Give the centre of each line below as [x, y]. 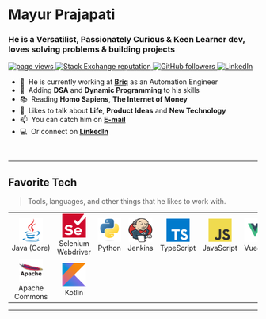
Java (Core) [31, 248]
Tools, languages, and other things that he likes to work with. [127, 202]
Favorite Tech [43, 182]
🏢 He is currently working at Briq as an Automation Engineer [119, 82]
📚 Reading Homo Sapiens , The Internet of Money [103, 99]
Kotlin [74, 292]
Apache [31, 288]
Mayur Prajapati [62, 15]
